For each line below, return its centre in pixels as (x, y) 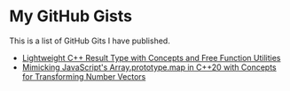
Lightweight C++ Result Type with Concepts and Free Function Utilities (151, 57)
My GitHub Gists (71, 16)
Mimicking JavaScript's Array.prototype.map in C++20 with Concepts (149, 67)
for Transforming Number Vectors (84, 76)
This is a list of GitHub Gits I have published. (90, 41)
